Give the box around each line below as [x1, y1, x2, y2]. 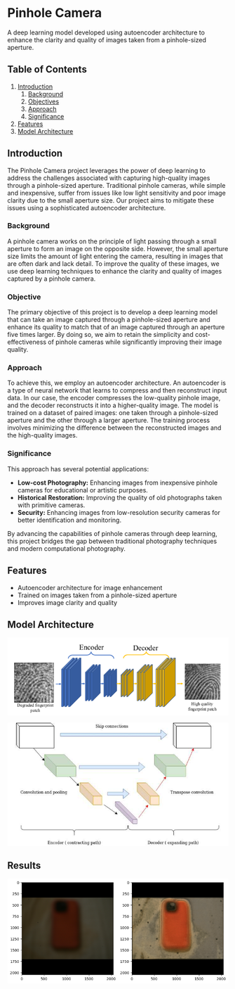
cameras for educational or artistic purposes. [17, 485, 149, 494]
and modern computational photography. [7, 544, 126, 553]
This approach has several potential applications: [7, 464, 149, 473]
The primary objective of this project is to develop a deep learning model [7, 308, 218, 317]
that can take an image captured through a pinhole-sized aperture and [7, 315, 210, 324]
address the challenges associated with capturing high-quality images [7, 174, 210, 182]
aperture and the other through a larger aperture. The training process [7, 416, 210, 425]
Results [7, 860, 41, 872]
